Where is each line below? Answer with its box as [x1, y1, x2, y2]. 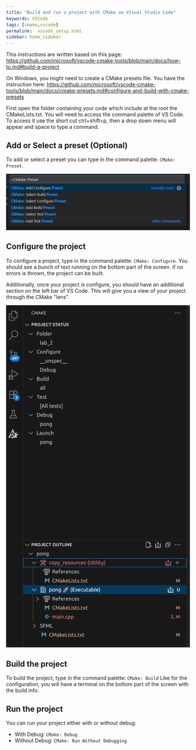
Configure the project [6, 242, 86, 252]
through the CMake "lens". [6, 293, 70, 300]
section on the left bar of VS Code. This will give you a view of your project [6, 287, 186, 294]
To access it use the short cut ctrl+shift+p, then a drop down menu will [6, 117, 176, 124]
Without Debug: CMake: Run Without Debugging [14, 737, 127, 744]
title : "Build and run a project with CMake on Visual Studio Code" [6, 9, 176, 15]
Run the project [6, 704, 63, 714]
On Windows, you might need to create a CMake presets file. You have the [6, 75, 185, 82]
